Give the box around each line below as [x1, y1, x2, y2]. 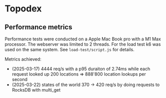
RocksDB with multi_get [11, 87, 61, 93]
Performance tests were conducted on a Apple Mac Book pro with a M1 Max [4, 36, 162, 42]
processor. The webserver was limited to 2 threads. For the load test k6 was [4, 41, 161, 47]
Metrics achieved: [4, 56, 42, 62]
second [11, 77, 28, 82]
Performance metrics [4, 23, 73, 31]
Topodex [4, 3, 42, 14]
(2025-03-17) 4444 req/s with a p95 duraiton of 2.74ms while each [11, 66, 151, 72]
